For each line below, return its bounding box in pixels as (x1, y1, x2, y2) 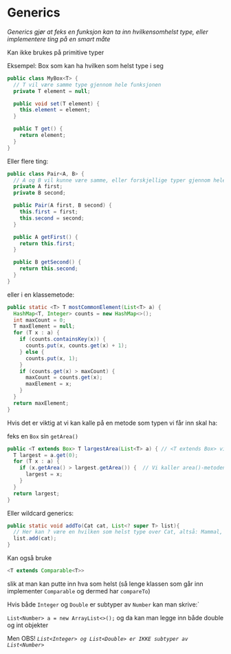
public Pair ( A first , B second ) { (13, 202, 112, 209)
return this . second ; (19, 265, 78, 273)
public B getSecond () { (13, 259, 81, 266)
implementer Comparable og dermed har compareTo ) (7, 587, 151, 595)
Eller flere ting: (7, 157, 49, 165)
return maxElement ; (13, 399, 69, 407)
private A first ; (13, 183, 63, 190)
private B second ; (13, 189, 67, 197)
